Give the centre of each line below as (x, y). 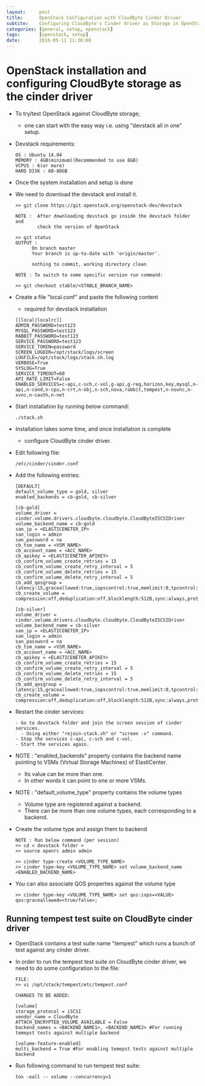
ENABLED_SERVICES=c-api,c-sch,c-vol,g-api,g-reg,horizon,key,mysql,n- (107, 384)
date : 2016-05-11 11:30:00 (49, 40)
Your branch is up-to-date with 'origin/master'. (96, 253)
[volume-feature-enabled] (48, 1043)
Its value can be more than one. (64, 774)
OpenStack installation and (76, 71)
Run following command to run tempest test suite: (77, 1065)
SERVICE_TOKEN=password (45, 347)
